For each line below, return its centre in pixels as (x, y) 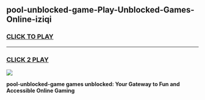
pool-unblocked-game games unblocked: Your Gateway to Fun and (93, 84)
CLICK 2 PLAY (27, 59)
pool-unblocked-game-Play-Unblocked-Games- (100, 10)
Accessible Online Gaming (41, 90)
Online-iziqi (29, 20)
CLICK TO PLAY (30, 37)
